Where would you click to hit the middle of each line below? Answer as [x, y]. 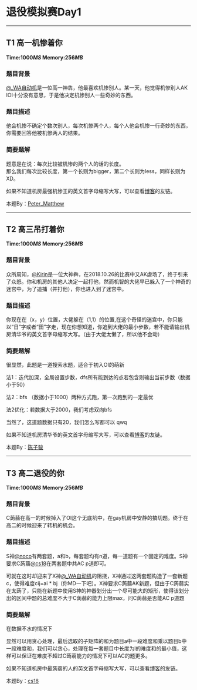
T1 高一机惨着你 [35, 43]
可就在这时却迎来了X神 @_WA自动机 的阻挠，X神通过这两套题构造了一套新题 [97, 576]
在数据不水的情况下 [29, 629]
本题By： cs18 [23, 681]
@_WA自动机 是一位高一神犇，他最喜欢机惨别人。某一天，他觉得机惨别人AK [97, 88]
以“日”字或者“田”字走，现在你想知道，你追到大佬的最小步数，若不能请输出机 [98, 327]
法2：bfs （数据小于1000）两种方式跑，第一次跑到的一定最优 [80, 397]
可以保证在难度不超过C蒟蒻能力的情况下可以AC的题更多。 [81, 656]
